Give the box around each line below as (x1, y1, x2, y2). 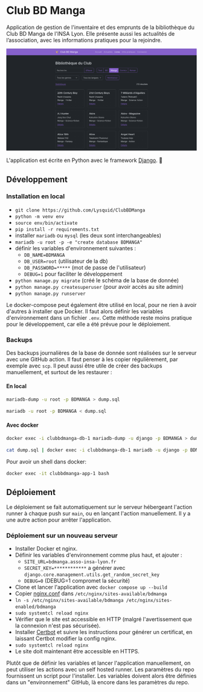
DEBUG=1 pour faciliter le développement (24, 270, 123, 277)
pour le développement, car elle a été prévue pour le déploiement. (6, 320, 171, 328)
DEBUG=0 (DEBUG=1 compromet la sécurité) (24, 577, 130, 584)
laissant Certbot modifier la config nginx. (14, 635, 117, 642)
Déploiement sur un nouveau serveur (6, 531, 118, 540)
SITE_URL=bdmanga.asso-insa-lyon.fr (24, 559, 117, 565)
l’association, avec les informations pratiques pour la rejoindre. (6, 36, 162, 44)
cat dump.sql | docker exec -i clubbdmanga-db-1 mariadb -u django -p (6, 447, 188, 453)
